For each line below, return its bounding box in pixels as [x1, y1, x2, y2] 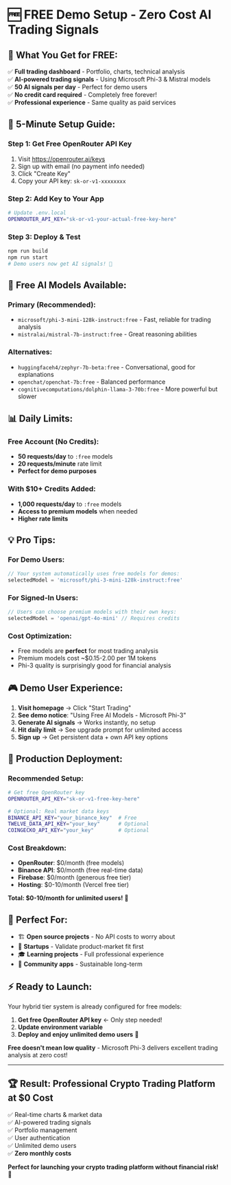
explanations [17, 370, 54, 378]
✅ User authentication [8, 1134, 71, 1142]
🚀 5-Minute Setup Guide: [8, 119, 116, 130]
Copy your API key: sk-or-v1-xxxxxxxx [17, 176, 126, 185]
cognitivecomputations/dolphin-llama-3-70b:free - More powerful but [17, 384, 218, 393]
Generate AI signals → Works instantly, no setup [17, 718, 156, 727]
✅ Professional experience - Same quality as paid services [8, 98, 177, 106]
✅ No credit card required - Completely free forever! [8, 91, 157, 99]
